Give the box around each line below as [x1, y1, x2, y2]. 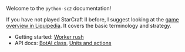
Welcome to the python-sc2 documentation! [6, 5, 112, 12]
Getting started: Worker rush [14, 34, 84, 40]
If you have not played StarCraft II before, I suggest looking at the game [6, 16, 179, 23]
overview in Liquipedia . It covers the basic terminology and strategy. [6, 23, 171, 29]
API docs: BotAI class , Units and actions [14, 40, 112, 46]
